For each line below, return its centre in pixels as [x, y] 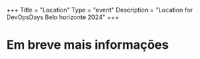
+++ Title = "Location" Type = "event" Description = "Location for [100, 10]
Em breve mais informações [88, 45]
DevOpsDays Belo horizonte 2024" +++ [63, 17]
